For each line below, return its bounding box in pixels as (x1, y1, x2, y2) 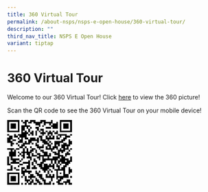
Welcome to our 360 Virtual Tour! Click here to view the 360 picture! (7, 93, 200, 101)
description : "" (7, 25, 54, 32)
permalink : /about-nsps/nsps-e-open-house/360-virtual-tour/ (7, 18, 186, 25)
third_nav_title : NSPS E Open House (7, 33, 112, 40)
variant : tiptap (7, 40, 54, 47)
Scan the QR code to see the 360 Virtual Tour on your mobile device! (7, 106, 202, 115)
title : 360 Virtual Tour (7, 11, 78, 18)
